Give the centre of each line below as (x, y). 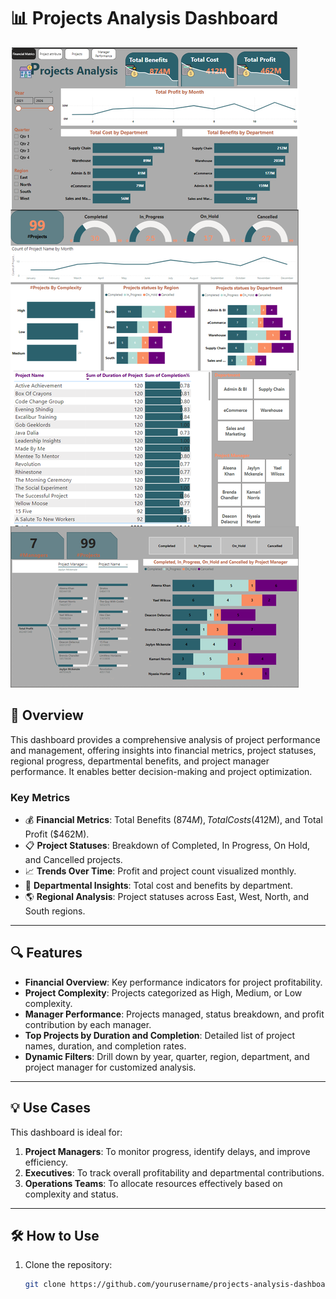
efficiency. (46, 1162)
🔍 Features (46, 953)
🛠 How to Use (55, 1236)
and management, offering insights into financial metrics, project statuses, (163, 750)
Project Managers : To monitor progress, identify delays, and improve (167, 1151)
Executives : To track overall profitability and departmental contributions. (174, 1172)
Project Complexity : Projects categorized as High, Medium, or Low (163, 992)
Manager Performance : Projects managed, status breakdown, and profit (174, 1014)
